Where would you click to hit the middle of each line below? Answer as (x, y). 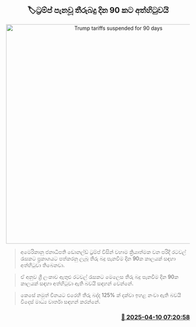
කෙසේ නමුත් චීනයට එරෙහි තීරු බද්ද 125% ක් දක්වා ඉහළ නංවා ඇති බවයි (101, 295)
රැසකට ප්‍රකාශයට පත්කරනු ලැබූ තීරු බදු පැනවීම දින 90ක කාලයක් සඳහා (98, 258)
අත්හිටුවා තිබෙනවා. (43, 265)
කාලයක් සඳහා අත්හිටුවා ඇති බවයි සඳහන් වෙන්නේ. (77, 283)
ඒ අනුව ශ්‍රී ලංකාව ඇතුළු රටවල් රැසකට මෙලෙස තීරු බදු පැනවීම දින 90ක (99, 277)
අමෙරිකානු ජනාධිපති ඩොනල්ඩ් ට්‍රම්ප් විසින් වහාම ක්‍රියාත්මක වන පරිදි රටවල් (103, 252)
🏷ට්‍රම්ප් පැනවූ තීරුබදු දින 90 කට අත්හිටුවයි (98, 10)
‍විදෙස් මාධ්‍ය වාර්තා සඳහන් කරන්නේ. (60, 301)
